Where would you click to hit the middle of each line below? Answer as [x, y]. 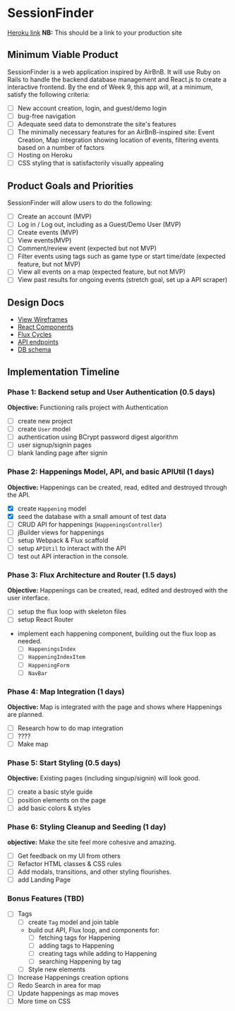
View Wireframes [43, 320]
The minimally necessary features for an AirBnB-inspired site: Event [116, 132]
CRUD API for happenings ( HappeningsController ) [90, 524]
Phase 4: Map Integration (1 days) [66, 691]
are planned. [26, 714]
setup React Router [46, 619]
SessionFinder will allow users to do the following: [80, 202]
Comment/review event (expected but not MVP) [87, 248]
